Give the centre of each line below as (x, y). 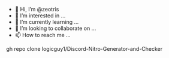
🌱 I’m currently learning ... (47, 22)
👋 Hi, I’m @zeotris (37, 9)
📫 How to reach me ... (43, 35)
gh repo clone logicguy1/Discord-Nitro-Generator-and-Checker (84, 49)
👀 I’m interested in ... (40, 16)
